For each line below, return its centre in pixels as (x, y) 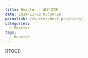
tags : (11, 32)
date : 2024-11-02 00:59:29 (33, 14)
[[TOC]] (13, 51)
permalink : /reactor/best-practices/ (44, 19)
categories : (17, 23)
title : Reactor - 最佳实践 (32, 10)
